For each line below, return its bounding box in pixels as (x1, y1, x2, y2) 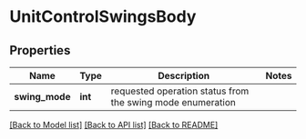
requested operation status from (110, 84, 250, 97)
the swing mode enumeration (110, 96, 237, 108)
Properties (9, 43, 71, 58)
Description (158, 70, 210, 82)
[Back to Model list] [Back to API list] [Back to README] (9, 120, 219, 130)
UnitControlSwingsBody (9, 6, 197, 27)
